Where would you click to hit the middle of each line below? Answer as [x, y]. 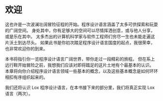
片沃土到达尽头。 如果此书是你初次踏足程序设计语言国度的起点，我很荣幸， [80, 42]
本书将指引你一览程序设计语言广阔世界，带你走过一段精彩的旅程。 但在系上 [80, 59]
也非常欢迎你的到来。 [26, 49]
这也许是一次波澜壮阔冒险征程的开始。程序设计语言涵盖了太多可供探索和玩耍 [81, 24]
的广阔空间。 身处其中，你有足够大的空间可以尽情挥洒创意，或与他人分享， [80, 30]
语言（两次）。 [19, 93]
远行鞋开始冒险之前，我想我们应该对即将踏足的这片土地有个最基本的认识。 [79, 65]
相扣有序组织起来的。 [26, 77]
